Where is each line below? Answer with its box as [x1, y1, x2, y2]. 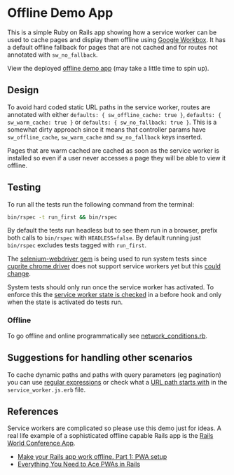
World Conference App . [7, 439, 76, 448]
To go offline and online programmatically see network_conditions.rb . [7, 331, 208, 340]
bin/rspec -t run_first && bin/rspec [7, 214, 118, 221]
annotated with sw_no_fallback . [7, 50, 98, 59]
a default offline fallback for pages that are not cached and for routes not [7, 43, 219, 51]
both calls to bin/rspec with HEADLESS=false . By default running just [7, 233, 201, 242]
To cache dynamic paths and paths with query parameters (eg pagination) [7, 370, 222, 379]
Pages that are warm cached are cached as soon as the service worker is [7, 146, 219, 155]
